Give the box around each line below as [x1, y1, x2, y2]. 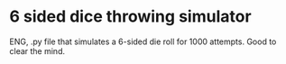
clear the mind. [9, 45, 66, 56]
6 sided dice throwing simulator [9, 6, 252, 27]
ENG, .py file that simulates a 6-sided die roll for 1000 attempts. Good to [9, 36, 277, 47]
